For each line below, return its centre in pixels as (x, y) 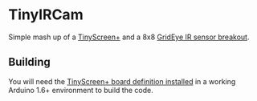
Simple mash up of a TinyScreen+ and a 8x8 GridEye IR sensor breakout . (129, 37)
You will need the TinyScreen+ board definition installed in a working (122, 81)
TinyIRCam (46, 15)
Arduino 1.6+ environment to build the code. (81, 90)
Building (29, 62)
